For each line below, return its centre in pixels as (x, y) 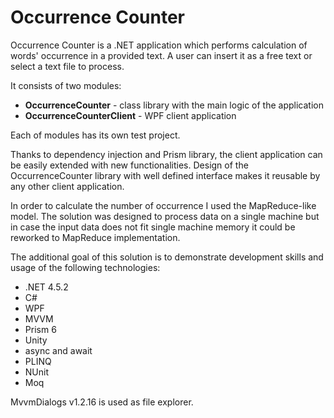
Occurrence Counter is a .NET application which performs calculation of (159, 45)
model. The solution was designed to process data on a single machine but (165, 216)
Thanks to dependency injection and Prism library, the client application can (166, 154)
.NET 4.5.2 (46, 287)
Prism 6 (40, 329)
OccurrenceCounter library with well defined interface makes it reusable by (165, 175)
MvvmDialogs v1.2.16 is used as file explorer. (102, 402)
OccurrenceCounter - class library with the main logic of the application (174, 105)
